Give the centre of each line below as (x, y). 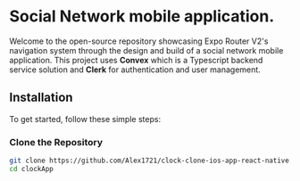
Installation (41, 98)
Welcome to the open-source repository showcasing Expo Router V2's (139, 41)
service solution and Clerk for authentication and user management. (135, 70)
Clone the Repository (56, 142)
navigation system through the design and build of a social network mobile (146, 50)
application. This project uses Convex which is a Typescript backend (136, 60)
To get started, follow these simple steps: (85, 119)
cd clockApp (31, 169)
